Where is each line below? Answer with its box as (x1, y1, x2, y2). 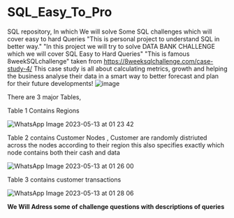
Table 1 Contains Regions (7, 106, 80, 115)
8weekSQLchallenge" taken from (7, 57, 103, 65)
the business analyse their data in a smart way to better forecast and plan (7, 71, 219, 80)
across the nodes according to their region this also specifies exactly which (7, 140, 225, 149)
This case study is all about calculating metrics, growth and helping (34, 64, 228, 73)
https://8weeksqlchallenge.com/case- (103, 57, 214, 65)
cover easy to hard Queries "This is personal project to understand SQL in (7, 34, 220, 43)
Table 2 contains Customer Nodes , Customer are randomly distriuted (7, 133, 207, 142)
